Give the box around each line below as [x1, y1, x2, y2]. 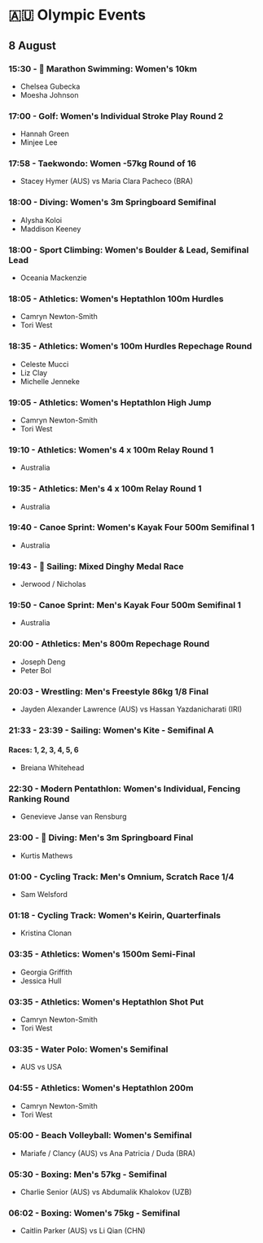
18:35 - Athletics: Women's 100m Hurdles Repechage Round [8, 340, 252, 352]
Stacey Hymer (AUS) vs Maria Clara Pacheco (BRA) [20, 177, 194, 186]
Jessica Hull [20, 975, 62, 986]
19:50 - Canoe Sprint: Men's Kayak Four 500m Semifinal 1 [8, 600, 242, 611]
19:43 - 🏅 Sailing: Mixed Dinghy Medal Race [8, 560, 184, 571]
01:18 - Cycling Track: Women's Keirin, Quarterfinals [8, 909, 221, 921]
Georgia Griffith [20, 967, 72, 977]
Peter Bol [20, 665, 51, 675]
